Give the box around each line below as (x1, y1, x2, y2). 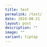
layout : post (5, 21, 31, 26)
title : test (5, 7, 29, 12)
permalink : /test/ (5, 12, 42, 17)
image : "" (5, 30, 25, 35)
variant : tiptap (5, 35, 38, 40)
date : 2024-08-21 (5, 16, 40, 21)
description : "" (5, 25, 38, 30)
